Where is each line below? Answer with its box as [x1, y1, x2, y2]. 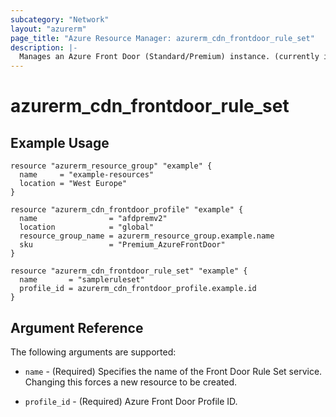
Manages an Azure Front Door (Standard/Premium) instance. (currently [19, 52, 320, 62]
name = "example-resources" [19, 170, 155, 180]
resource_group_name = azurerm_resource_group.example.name [19, 231, 275, 241]
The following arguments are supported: [10, 346, 177, 358]
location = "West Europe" [19, 179, 128, 189]
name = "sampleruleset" [19, 275, 145, 285]
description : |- [10, 42, 78, 53]
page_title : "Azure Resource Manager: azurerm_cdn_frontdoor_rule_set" [10, 33, 315, 43]
